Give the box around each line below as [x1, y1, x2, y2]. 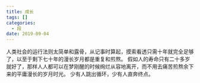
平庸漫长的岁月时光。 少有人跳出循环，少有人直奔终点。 [16, 70, 154, 78]
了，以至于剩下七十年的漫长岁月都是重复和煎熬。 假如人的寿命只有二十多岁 [6, 56, 190, 63]
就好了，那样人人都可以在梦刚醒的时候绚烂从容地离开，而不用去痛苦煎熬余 [6, 63, 189, 70]
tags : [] [6, 14, 28, 20]
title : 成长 [6, 8, 34, 15]
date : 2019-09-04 [6, 31, 49, 37]
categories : [6, 20, 36, 26]
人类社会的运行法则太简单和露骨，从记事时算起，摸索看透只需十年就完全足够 [6, 48, 194, 56]
